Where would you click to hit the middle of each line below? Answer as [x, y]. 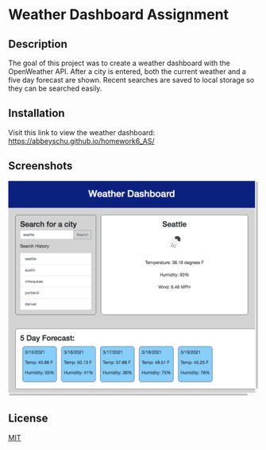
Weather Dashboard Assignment [118, 15]
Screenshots [40, 166]
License [28, 419]
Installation [37, 113]
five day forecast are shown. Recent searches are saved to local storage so [131, 80]
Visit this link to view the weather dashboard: [82, 132]
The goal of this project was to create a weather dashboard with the [119, 63]
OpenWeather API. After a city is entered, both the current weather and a [127, 72]
